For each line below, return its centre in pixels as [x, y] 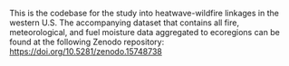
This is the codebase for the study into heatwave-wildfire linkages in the [144, 13]
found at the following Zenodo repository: [87, 42]
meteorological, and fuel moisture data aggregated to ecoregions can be [145, 32]
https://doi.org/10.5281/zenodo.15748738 [86, 52]
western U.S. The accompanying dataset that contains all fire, [125, 23]
